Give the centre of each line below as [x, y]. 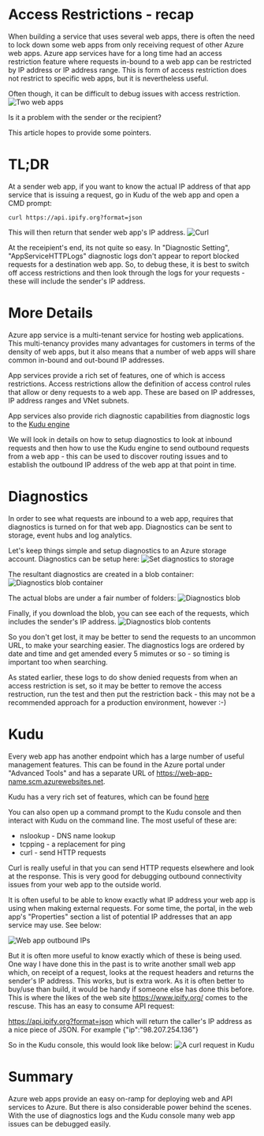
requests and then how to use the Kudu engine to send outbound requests [129, 448]
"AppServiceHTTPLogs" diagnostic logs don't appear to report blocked [124, 256]
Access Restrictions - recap [101, 15]
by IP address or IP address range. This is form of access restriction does [127, 69]
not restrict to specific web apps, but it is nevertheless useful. [108, 78]
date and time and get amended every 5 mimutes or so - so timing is [119, 654]
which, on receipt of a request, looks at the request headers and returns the [131, 972]
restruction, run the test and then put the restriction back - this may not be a [132, 694]
